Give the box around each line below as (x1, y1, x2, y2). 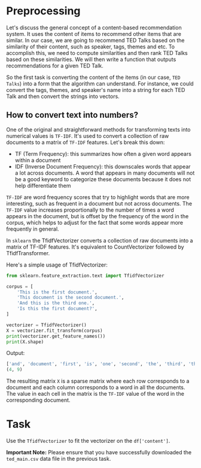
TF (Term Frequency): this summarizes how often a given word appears (14, 150, 191, 157)
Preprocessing (6, 4, 81, 18)
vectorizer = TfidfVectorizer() (6, 322, 87, 328)
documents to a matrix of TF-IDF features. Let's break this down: (6, 139, 165, 146)
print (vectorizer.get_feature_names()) (6, 333, 106, 339)
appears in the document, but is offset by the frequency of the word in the (6, 212, 189, 219)
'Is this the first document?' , (17, 306, 98, 312)
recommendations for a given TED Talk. (6, 62, 103, 69)
